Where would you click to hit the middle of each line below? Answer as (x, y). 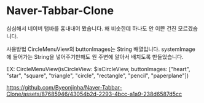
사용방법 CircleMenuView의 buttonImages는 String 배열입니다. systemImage (101, 49)
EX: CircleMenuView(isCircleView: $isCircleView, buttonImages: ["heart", (98, 69)
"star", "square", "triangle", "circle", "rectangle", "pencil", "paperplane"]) (98, 75)
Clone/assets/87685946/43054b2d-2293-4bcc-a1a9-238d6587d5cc (94, 94)
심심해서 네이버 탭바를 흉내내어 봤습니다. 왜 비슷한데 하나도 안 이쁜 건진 (92, 28)
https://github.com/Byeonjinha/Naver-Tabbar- (65, 87)
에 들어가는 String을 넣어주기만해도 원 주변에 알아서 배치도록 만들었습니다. (95, 56)
